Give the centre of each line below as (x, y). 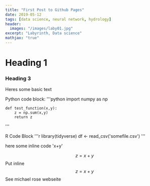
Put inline (15, 163)
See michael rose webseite (33, 179)
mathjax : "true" (22, 38)
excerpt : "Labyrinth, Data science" (44, 33)
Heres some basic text (28, 89)
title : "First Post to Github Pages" (45, 10)
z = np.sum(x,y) (31, 113)
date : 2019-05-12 (23, 15)
